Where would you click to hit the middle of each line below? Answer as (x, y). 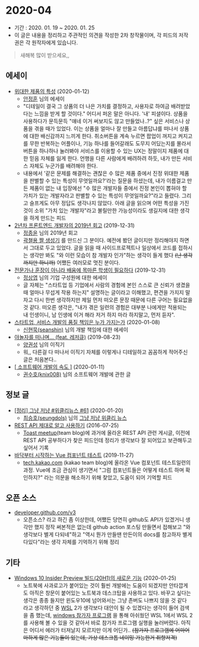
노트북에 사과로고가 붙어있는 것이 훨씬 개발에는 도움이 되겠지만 (95, 586)
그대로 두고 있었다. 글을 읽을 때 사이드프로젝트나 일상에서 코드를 (103, 247)
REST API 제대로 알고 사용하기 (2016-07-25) (67, 425)
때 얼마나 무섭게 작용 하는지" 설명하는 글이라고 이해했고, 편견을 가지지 (103, 292)
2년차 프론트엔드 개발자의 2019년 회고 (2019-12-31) (74, 225)
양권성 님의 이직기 (44, 344)
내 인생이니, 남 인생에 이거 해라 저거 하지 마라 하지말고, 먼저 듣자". (99, 315)
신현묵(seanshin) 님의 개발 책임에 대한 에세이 (75, 329)
